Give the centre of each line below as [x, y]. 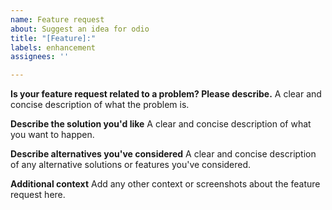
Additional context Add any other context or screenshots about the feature [165, 184]
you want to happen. [52, 135]
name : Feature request [57, 19]
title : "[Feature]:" [53, 38]
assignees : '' [40, 57]
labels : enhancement [53, 47]
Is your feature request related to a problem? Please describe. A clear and [166, 94]
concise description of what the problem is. [100, 105]
